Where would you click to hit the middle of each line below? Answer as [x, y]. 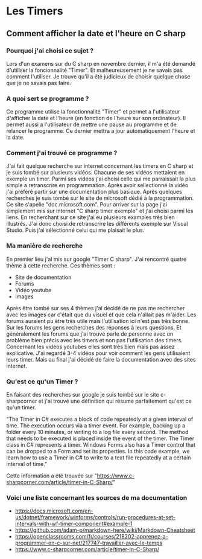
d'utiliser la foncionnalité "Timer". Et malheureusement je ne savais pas [94, 70]
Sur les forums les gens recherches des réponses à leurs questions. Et [94, 327]
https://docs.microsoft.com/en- [54, 511]
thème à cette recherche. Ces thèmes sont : [61, 265]
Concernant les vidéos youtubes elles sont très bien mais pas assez [90, 347]
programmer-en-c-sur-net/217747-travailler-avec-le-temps [89, 543]
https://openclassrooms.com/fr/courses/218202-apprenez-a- [92, 537]
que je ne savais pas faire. [39, 83]
